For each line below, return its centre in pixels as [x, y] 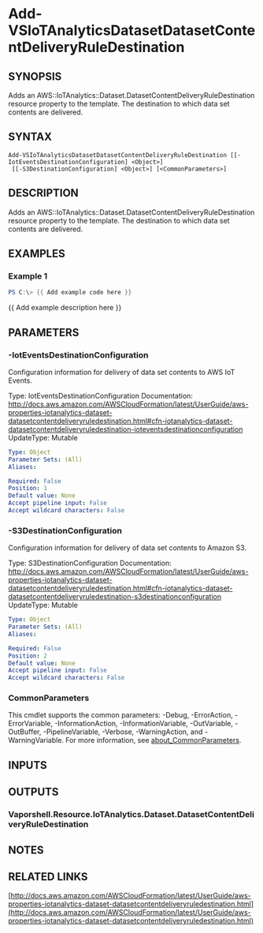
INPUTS [28, 765]
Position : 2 [28, 656]
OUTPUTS [33, 792]
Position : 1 [28, 489]
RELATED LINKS [48, 877]
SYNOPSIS [35, 76]
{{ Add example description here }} [65, 308]
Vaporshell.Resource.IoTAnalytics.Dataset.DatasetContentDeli [131, 815]
